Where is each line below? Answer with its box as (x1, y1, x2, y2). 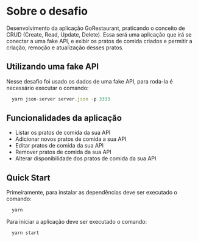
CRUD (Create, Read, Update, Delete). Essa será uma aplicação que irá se (6, 30, 192, 38)
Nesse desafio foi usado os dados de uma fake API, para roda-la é (6, 77, 173, 85)
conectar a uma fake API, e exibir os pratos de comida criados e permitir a (6, 37, 193, 44)
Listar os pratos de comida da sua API (15, 129, 111, 137)
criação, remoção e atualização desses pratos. (6, 44, 124, 51)
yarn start (12, 230, 40, 236)
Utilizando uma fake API (6, 62, 99, 72)
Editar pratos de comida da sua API (15, 142, 104, 149)
